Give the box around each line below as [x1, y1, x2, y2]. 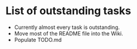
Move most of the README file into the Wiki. [14, 30, 123, 37]
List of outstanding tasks [5, 4, 132, 18]
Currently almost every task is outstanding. [14, 24, 120, 31]
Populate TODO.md [14, 36, 62, 43]
